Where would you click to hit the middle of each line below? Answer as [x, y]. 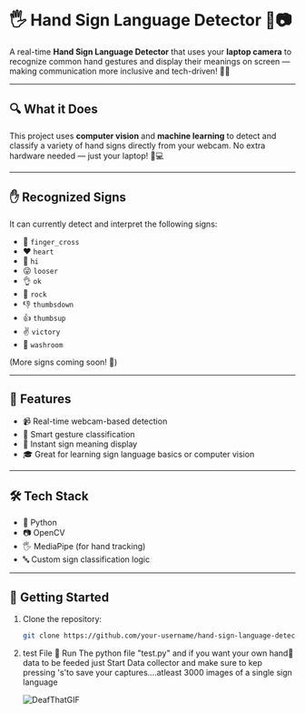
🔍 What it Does [54, 110]
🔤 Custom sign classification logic [86, 559]
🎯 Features [40, 399]
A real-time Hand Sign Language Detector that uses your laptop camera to [151, 51]
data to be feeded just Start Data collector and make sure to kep [143, 662]
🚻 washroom [43, 344]
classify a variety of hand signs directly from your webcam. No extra [138, 146]
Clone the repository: [62, 619]
